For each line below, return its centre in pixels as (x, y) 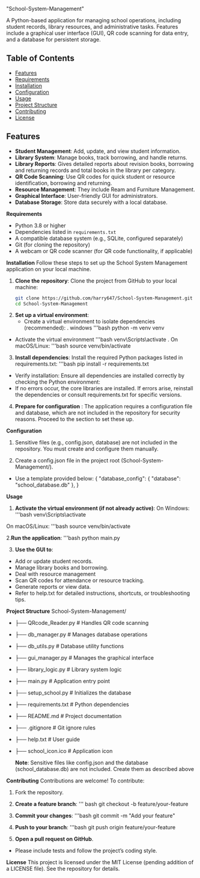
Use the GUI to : (34, 550)
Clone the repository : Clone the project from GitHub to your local (96, 281)
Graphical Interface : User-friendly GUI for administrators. (86, 195)
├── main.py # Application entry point (62, 681)
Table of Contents (41, 59)
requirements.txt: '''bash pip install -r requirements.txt (82, 364)
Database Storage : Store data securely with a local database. (91, 202)
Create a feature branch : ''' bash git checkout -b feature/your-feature (102, 804)
